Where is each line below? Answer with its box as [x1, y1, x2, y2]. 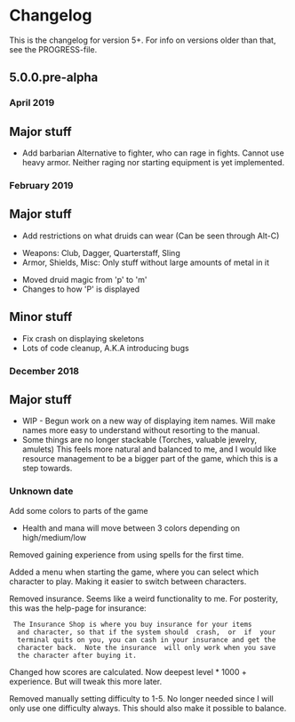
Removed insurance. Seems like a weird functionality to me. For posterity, [9, 593, 278, 604]
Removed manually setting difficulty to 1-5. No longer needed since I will [9, 693, 274, 703]
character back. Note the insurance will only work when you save [17, 643, 276, 652]
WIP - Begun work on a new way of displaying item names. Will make [21, 415, 275, 427]
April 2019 [9, 97, 55, 109]
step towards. [21, 463, 73, 474]
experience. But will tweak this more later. [9, 676, 163, 686]
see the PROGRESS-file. [9, 44, 98, 54]
